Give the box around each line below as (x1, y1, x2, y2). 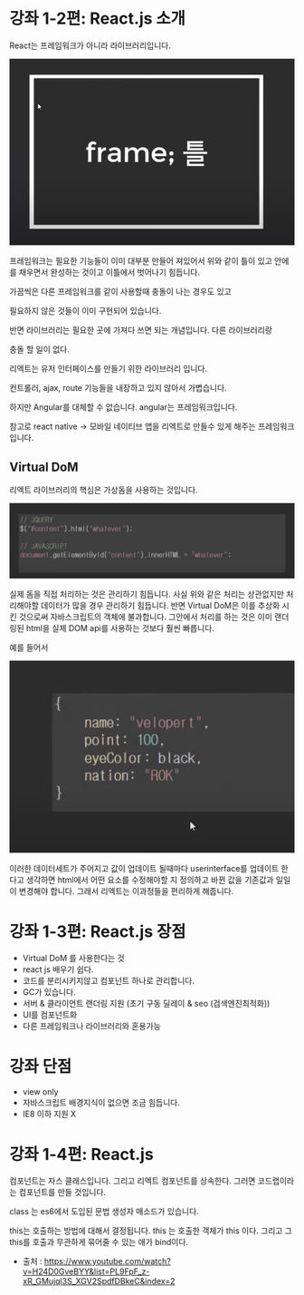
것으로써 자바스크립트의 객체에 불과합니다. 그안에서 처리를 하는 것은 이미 (18, 611, 273, 622)
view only (22, 1086, 59, 1097)
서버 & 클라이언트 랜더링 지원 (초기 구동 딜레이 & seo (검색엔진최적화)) (22, 998, 271, 1009)
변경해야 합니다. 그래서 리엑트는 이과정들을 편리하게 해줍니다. (18, 886, 234, 897)
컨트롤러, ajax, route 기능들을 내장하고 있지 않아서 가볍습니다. (9, 383, 228, 394)
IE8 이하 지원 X (22, 1108, 77, 1120)
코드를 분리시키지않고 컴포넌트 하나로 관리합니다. (22, 976, 195, 987)
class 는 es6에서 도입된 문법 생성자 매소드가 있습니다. (9, 1206, 199, 1217)
